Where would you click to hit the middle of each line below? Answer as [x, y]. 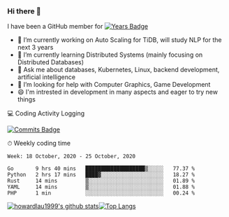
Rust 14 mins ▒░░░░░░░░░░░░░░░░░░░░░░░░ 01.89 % [101, 181]
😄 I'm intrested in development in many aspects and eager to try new [118, 92]
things [27, 99]
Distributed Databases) [51, 62]
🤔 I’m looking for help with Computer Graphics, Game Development [114, 85]
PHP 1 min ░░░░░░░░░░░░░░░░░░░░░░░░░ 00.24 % [101, 193]
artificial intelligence [46, 77]
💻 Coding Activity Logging [46, 113]
